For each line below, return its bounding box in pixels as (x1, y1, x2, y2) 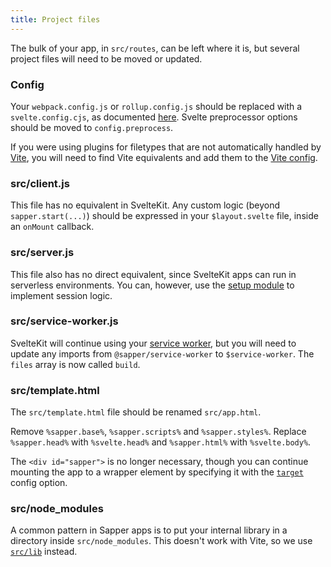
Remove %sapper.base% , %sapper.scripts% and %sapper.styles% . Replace (10, 426, 307, 438)
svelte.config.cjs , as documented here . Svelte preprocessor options (10, 111, 298, 123)
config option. (10, 477, 68, 489)
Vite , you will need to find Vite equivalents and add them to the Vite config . (10, 151, 318, 163)
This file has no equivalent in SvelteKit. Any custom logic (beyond (10, 199, 281, 211)
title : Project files (10, 14, 101, 25)
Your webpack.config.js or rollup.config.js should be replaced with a (10, 100, 303, 112)
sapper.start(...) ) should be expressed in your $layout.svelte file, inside (10, 210, 319, 222)
